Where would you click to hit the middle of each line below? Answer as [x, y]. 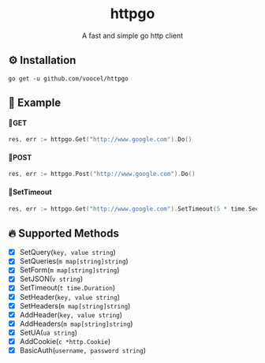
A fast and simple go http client [132, 36]
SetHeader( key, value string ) [69, 297]
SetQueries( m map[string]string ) [74, 261]
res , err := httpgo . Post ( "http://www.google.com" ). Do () [102, 174]
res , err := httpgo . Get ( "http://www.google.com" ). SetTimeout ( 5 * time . [128, 209]
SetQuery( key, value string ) [67, 253]
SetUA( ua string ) [48, 332]
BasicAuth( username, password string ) [83, 350]
